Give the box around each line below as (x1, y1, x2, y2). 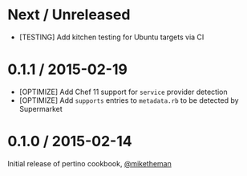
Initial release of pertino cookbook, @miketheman (7, 158, 172, 168)
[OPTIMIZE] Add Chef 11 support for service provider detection (18, 87, 228, 96)
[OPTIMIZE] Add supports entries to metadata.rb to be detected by (18, 95, 239, 105)
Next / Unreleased (7, 6, 131, 24)
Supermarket (18, 104, 63, 113)
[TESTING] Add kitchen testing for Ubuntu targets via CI (18, 32, 204, 42)
